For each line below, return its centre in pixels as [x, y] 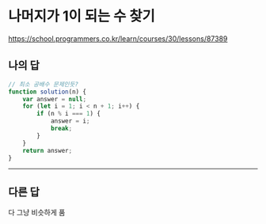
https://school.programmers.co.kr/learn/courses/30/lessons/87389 [118, 38]
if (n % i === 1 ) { [69, 114]
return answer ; [47, 150]
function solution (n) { [47, 92]
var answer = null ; [55, 99]
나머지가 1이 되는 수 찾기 [82, 16]
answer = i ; [70, 121]
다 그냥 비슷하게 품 [37, 213]
